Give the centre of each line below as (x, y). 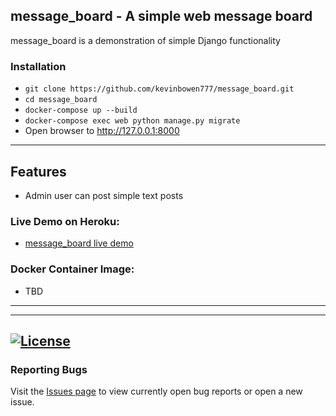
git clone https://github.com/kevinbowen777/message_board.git (159, 89)
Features (38, 171)
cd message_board (61, 100)
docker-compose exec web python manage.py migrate (132, 121)
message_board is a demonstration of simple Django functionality (145, 40)
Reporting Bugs (49, 369)
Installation (38, 66)
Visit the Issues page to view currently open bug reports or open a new (156, 391)
